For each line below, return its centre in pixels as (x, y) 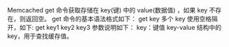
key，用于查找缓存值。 (40, 36)
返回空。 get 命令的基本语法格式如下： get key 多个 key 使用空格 (119, 19)
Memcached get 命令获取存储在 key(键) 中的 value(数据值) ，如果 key (107, 10)
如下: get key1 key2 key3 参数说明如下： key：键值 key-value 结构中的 (120, 27)
